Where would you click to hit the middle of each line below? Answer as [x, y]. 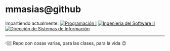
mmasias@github [43, 9]
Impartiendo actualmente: [32, 23]
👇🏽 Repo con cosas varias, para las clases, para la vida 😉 [66, 43]
